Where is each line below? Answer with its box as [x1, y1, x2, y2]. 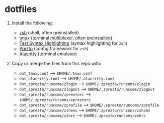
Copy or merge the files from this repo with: [11, 60, 101, 66]
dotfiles [4, 3, 37, 15]
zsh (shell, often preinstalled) [19, 29, 79, 35]
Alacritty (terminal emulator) [19, 51, 78, 57]
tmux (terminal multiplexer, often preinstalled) [19, 35, 113, 41]
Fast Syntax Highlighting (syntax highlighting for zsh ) [19, 40, 128, 46]
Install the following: [11, 20, 53, 26]
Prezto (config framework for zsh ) [19, 45, 88, 51]
